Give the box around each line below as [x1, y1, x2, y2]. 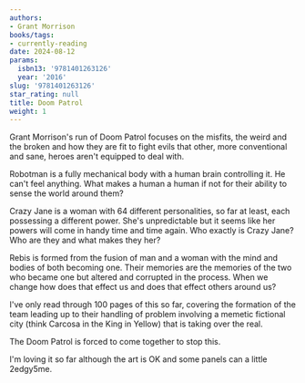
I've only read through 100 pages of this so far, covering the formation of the [9, 299, 296, 310]
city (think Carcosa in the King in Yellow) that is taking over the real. [9, 318, 263, 329]
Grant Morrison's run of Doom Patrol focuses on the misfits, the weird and [9, 131, 288, 142]
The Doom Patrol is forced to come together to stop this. [9, 336, 221, 347]
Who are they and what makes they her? [9, 234, 161, 246]
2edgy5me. [9, 364, 53, 375]
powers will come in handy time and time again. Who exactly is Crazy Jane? [9, 225, 294, 236]
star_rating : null [9, 89, 79, 98]
